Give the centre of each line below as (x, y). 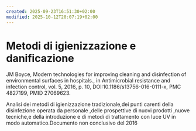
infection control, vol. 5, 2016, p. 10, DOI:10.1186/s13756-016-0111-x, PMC (94, 87)
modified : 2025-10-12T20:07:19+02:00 (52, 17)
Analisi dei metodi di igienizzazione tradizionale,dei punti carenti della (90, 104)
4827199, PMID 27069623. (39, 93)
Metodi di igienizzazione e (71, 46)
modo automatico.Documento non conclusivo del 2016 (72, 123)
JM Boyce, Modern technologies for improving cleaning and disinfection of (96, 74)
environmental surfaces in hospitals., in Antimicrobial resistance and (88, 81)
